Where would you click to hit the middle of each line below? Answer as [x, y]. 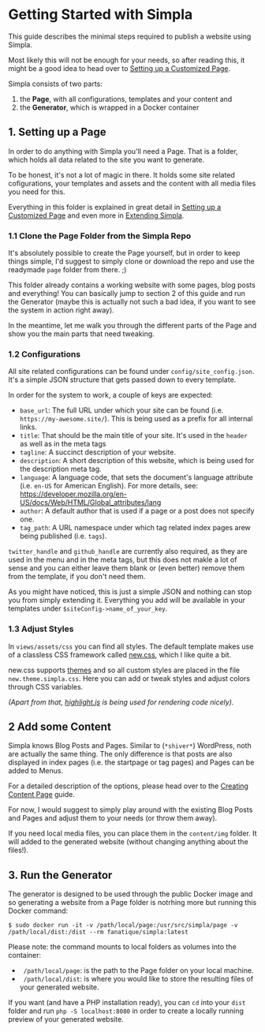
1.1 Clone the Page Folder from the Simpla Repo [100, 236]
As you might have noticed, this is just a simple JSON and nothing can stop [130, 592]
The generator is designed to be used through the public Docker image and [131, 894]
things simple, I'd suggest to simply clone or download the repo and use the [131, 261]
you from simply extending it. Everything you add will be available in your [127, 600]
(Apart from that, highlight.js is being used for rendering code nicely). [121, 702]
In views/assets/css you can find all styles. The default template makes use [131, 646]
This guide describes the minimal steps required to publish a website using [130, 36]
